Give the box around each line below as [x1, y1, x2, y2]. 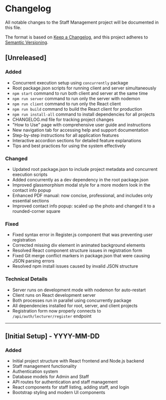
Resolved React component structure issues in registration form [12, 247, 142, 253]
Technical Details [5, 276, 48, 282]
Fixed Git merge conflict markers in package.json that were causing [12, 253, 150, 259]
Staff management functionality [12, 363, 77, 369]
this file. [5, 24, 21, 30]
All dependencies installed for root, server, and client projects [12, 302, 138, 309]
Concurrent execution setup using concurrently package [12, 80, 128, 85]
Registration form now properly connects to [12, 308, 101, 314]
